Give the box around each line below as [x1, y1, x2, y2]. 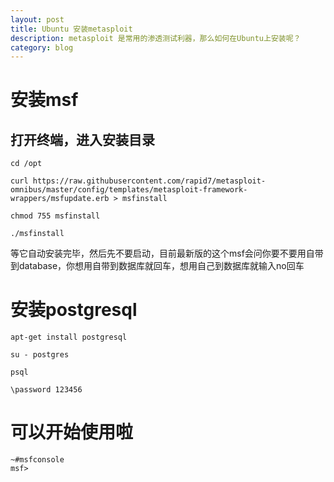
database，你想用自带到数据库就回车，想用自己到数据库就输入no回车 [18, 260, 305, 272]
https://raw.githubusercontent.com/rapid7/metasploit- [32, 176, 267, 186]
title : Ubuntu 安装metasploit [10, 24, 133, 34]
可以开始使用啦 [10, 421, 134, 444]
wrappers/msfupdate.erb [10, 194, 110, 204]
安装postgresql [10, 299, 138, 321]
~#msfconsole [10, 455, 65, 465]
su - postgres [10, 350, 70, 360]
